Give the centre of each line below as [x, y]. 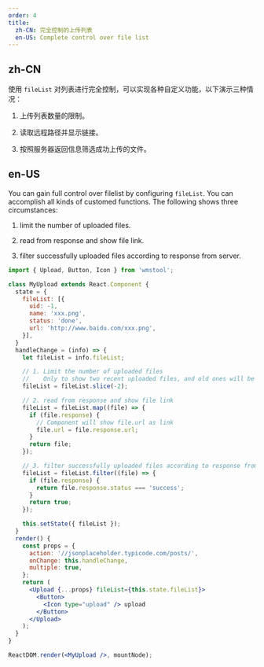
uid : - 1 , [43, 306]
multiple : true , [55, 568]
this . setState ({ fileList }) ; [72, 524]
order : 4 [22, 15]
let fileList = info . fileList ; [73, 357]
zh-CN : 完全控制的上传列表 [54, 30]
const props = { [49, 546]
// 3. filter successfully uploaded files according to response [132, 466]
